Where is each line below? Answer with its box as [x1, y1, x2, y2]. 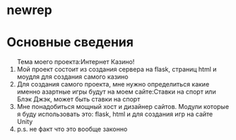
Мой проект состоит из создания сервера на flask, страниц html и [16, 65, 217, 74]
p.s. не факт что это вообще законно [16, 125, 128, 134]
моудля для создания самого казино [16, 72, 129, 81]
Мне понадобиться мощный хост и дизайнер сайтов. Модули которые [16, 103, 230, 111]
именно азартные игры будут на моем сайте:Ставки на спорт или [16, 87, 216, 96]
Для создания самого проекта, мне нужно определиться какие [16, 80, 210, 89]
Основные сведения [6, 34, 134, 51]
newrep [6, 2, 52, 18]
